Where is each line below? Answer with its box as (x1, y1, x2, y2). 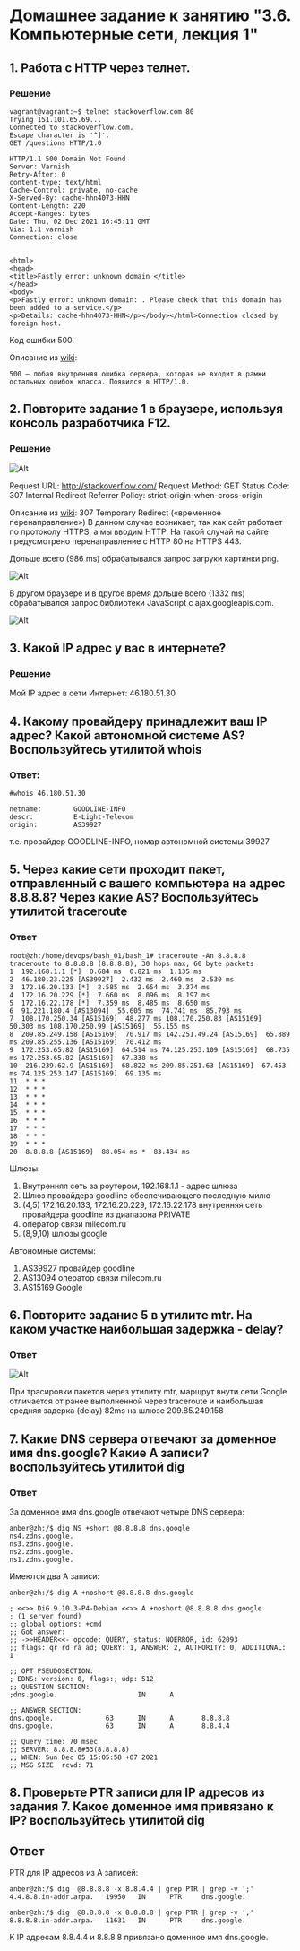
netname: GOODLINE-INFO (9, 804, 126, 814)
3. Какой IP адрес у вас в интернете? (9, 640, 227, 655)
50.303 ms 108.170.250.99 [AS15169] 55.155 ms (9, 1022, 191, 1031)
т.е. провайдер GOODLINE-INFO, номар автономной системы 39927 (9, 835, 270, 847)
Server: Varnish (9, 162, 70, 171)
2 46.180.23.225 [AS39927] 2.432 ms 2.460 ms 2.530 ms (9, 974, 235, 984)
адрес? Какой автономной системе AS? (9, 728, 246, 743)
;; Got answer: (9, 1627, 66, 1636)
